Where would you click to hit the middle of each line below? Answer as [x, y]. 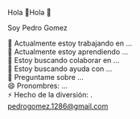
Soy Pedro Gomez [37, 28]
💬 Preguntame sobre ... [45, 77]
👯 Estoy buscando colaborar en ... [64, 60]
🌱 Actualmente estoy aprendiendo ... [68, 52]
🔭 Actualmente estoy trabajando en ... [70, 43]
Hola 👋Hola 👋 [29, 12]
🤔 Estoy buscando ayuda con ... [60, 69]
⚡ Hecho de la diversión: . [50, 95]
